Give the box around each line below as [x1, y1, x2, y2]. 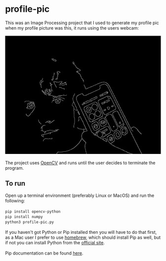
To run [5, 179, 26, 188]
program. [5, 165, 24, 171]
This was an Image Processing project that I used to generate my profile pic [5, 20, 159, 26]
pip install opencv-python [5, 209, 61, 214]
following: [5, 197, 25, 203]
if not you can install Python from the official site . [5, 239, 105, 245]
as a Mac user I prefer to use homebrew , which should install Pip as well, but [5, 234, 161, 240]
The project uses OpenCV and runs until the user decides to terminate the [5, 159, 156, 166]
